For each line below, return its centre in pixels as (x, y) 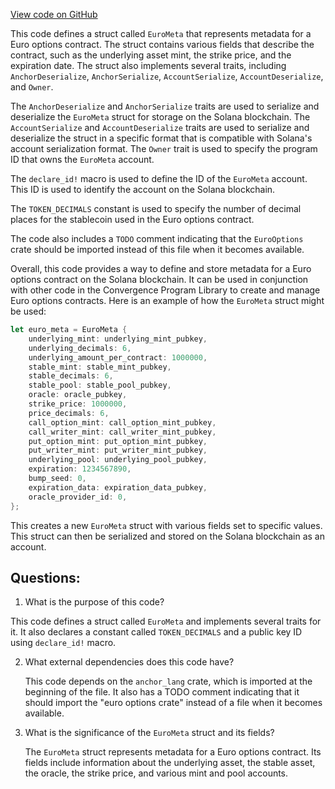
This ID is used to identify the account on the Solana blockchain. (143, 189)
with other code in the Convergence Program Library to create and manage (165, 290)
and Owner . (32, 87)
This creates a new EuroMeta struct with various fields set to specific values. (166, 525)
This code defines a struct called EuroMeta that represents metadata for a (161, 33)
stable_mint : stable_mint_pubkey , (100, 367)
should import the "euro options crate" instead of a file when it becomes (173, 703)
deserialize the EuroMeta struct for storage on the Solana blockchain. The (160, 117)
